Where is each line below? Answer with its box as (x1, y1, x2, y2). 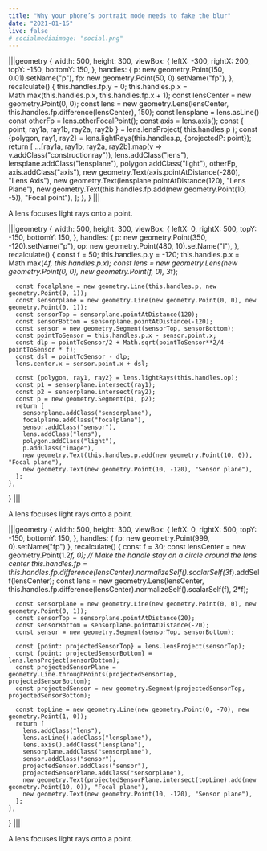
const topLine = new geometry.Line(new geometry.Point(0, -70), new (15, 705, 249, 714)
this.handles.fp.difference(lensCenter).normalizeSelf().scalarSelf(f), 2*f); (8, 585, 249, 594)
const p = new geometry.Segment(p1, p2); (15, 395, 156, 403)
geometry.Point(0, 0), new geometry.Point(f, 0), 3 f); (8, 267, 179, 277)
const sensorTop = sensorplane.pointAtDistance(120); (15, 310, 199, 319)
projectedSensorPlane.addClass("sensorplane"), (22, 769, 184, 777)
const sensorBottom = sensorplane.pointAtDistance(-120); (15, 318, 214, 326)
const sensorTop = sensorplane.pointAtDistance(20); (15, 615, 196, 623)
